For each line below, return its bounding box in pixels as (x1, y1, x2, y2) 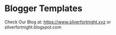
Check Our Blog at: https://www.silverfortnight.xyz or (4, 19, 111, 25)
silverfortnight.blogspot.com (4, 24, 62, 30)
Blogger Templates (4, 3, 83, 14)
